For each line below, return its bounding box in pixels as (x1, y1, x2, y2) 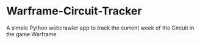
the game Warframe (6, 30, 57, 37)
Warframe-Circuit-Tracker (6, 4, 142, 18)
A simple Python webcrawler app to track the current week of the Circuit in (6, 24, 195, 31)
